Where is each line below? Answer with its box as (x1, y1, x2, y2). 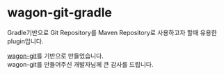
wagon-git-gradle (7, 5, 113, 21)
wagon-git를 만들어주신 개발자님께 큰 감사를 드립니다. (7, 60, 154, 68)
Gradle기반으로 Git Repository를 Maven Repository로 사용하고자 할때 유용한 (7, 28, 217, 36)
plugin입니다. (7, 36, 44, 45)
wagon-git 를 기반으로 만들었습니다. (7, 52, 104, 60)
